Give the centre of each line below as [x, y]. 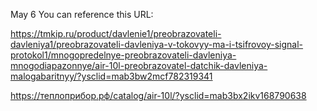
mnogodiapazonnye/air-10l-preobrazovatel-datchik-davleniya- [139, 65]
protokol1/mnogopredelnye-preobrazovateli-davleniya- [123, 55]
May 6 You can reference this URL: [82, 14]
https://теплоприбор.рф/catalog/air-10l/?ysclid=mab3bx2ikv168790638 [158, 95]
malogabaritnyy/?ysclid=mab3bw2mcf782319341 [111, 76]
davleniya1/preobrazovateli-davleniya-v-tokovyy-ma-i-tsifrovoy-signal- [157, 44]
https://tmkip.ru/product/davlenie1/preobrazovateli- [116, 33]
